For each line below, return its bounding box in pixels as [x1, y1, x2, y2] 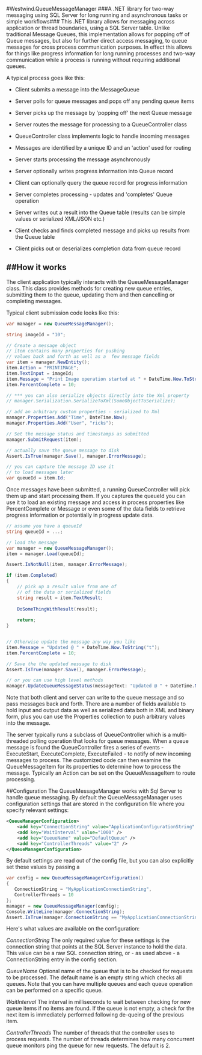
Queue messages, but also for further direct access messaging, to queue [6, 37, 188, 44]
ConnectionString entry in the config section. [6, 956, 118, 963]
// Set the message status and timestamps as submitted [6, 431, 149, 437]
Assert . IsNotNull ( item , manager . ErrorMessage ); [6, 562, 128, 568]
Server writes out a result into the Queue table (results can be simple [14, 209, 186, 216]
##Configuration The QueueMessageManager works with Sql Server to [6, 787, 183, 795]
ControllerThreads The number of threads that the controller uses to [6, 1029, 175, 1036]
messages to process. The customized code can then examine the [6, 757, 171, 764]
